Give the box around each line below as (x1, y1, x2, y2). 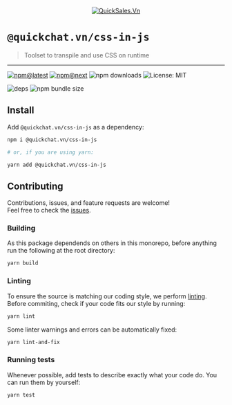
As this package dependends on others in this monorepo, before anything (7, 239, 217, 247)
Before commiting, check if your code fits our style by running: (7, 299, 186, 307)
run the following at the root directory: (7, 246, 115, 255)
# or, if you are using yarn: (7, 149, 95, 156)
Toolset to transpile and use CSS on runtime (23, 51, 150, 59)
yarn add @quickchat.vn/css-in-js (7, 161, 107, 168)
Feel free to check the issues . (7, 206, 91, 215)
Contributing (7, 180, 64, 192)
